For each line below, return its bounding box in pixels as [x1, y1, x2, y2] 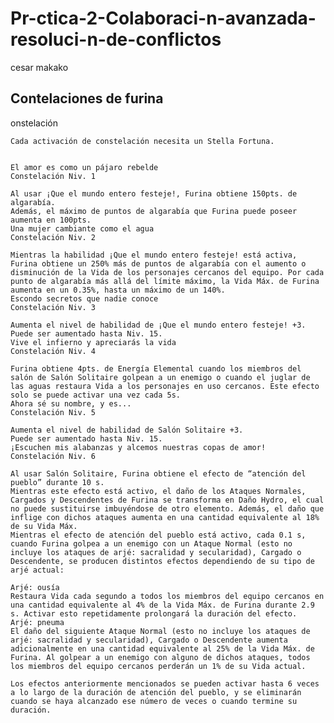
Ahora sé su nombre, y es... [10, 398, 132, 409]
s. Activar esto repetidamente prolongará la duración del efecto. [10, 608, 298, 619]
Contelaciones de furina [10, 90, 164, 107]
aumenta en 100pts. [10, 215, 92, 225]
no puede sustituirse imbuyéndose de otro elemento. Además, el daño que [10, 503, 325, 514]
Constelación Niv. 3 [10, 302, 97, 312]
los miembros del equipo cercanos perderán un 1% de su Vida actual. [10, 661, 307, 671]
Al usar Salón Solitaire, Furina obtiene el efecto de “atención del [10, 468, 307, 479]
